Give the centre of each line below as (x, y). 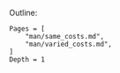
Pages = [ (27, 29)
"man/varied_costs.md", (69, 44)
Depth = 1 (27, 60)
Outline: (23, 13)
